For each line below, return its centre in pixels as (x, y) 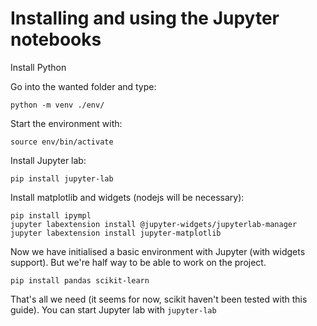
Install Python (38, 67)
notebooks (56, 39)
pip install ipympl (51, 215)
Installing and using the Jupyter (145, 18)
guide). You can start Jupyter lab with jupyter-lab (113, 309)
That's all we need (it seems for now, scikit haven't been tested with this (159, 299)
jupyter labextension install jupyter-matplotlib (116, 233)
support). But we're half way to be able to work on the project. (138, 262)
